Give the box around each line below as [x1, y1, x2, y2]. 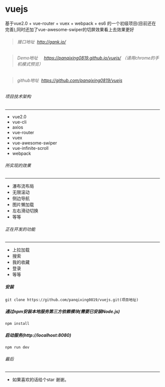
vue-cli [12, 119, 27, 125]
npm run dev [5, 345, 29, 350]
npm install [5, 321, 29, 326]
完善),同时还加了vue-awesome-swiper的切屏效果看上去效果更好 [5, 26, 135, 33]
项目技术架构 [5, 94, 31, 100]
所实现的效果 [5, 162, 31, 168]
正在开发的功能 [5, 226, 35, 232]
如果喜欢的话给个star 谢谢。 [12, 377, 69, 383]
